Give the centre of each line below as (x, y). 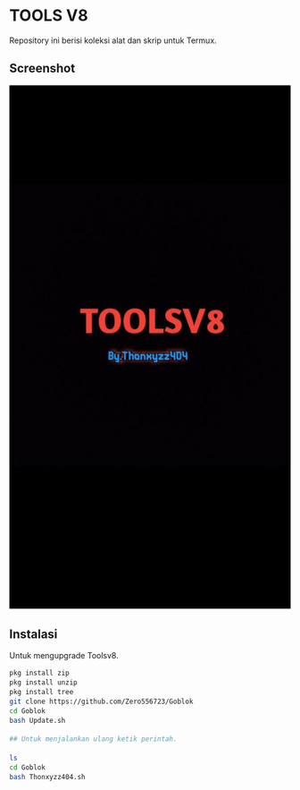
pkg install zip (39, 673)
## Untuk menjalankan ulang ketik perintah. (93, 739)
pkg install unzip (43, 683)
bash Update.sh (37, 720)
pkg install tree (42, 692)
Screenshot (42, 68)
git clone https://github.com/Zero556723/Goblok (101, 701)
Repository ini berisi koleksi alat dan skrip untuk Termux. (113, 40)
